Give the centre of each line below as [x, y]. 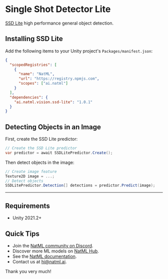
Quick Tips [22, 234]
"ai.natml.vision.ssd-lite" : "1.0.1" [53, 102]
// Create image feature [31, 171]
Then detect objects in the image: [40, 162]
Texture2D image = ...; [30, 176]
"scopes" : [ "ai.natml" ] [43, 84]
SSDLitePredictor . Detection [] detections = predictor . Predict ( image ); [80, 186]
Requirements [27, 206]
